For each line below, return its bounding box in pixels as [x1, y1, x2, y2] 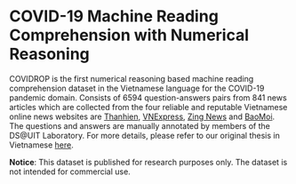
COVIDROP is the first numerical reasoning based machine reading [9, 73, 254, 84]
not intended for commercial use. [9, 166, 131, 177]
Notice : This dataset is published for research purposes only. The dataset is [9, 156, 288, 167]
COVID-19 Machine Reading [9, 6, 220, 27]
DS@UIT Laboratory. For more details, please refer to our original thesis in [9, 130, 280, 140]
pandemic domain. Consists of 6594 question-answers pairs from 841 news [9, 92, 287, 103]
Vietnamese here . [9, 140, 74, 150]
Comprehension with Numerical [9, 25, 250, 45]
